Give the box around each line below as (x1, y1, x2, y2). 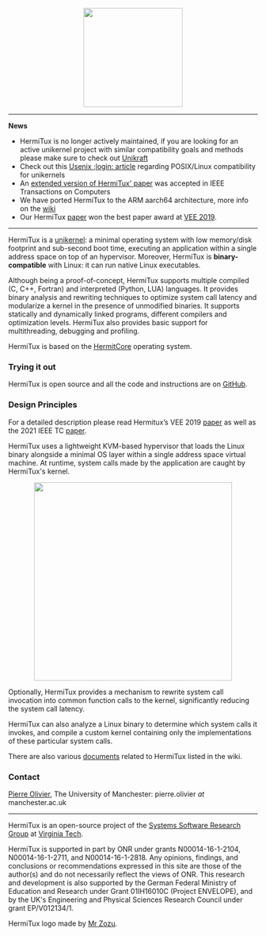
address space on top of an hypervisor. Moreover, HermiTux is (8, 252, 212, 261)
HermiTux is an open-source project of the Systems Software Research (8, 820, 241, 830)
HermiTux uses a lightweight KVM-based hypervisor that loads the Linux (8, 441, 245, 451)
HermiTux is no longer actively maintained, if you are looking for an (19, 136, 239, 146)
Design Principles (8, 399, 78, 410)
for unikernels (19, 171, 66, 179)
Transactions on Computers (19, 187, 111, 196)
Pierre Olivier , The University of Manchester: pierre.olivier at (8, 789, 205, 799)
